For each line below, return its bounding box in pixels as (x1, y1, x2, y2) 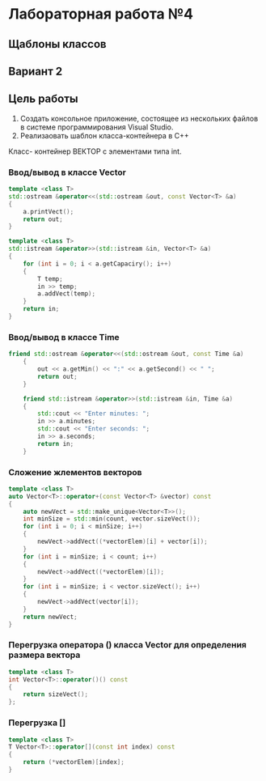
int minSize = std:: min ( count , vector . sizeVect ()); (23, 515, 201, 523)
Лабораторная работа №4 (8, 5, 194, 23)
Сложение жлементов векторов (8, 466, 142, 478)
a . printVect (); (23, 207, 74, 215)
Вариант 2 (8, 64, 63, 78)
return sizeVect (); (23, 690, 89, 698)
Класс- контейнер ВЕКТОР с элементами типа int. (8, 146, 182, 156)
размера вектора (8, 649, 81, 660)
